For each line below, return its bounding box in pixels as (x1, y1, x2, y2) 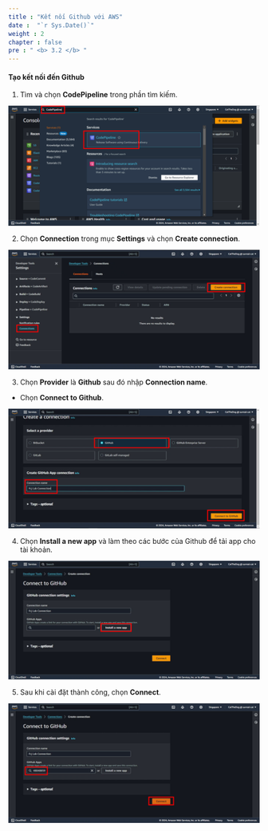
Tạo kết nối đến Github (8, 72, 85, 81)
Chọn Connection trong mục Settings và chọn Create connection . (19, 234, 241, 243)
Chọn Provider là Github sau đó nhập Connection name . (19, 377, 208, 387)
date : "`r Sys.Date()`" (8, 21, 94, 30)
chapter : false (8, 38, 62, 46)
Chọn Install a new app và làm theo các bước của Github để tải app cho (19, 536, 256, 545)
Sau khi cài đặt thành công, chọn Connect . (19, 687, 161, 697)
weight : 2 (8, 30, 45, 37)
